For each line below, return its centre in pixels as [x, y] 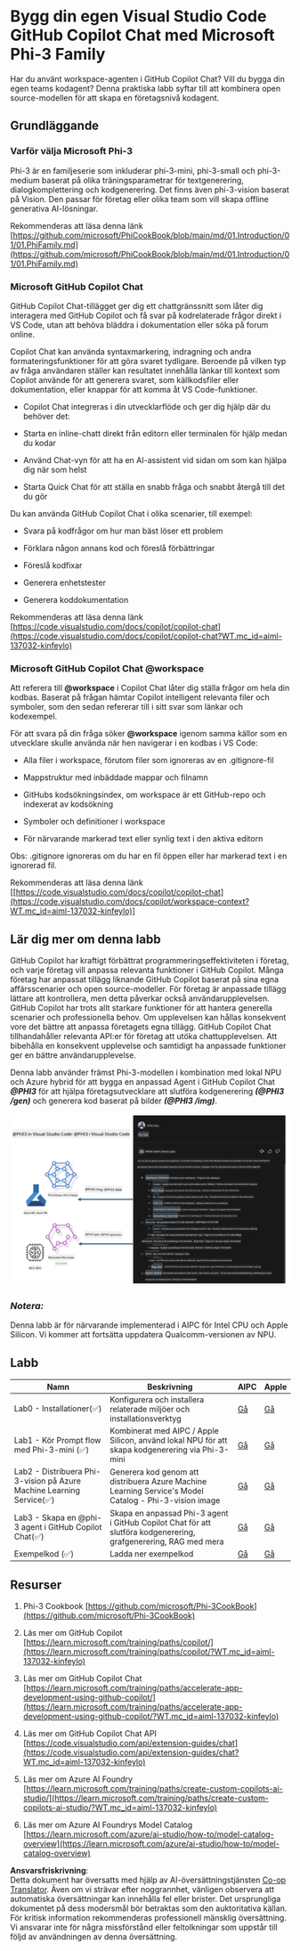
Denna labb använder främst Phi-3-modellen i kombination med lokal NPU [146, 1073]
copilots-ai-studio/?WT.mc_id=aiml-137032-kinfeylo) [120, 1808]
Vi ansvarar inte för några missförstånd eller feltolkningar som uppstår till [144, 1927]
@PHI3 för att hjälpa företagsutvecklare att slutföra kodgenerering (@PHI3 [147, 1092]
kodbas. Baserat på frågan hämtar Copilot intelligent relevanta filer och [140, 697]
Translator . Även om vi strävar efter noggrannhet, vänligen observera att [142, 1890]
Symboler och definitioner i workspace [94, 822]
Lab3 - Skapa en [45, 1517]
